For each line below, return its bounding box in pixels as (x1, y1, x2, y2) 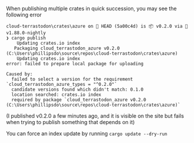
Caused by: (6, 71, 33, 77)
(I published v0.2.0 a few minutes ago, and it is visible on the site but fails (6, 112, 185, 119)
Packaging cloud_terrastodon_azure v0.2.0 (14, 45, 120, 51)
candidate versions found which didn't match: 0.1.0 (11, 87, 144, 92)
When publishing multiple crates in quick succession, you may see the (6, 5, 177, 12)
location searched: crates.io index (11, 92, 101, 98)
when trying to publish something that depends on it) (6, 119, 135, 125)
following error (6, 11, 42, 18)
